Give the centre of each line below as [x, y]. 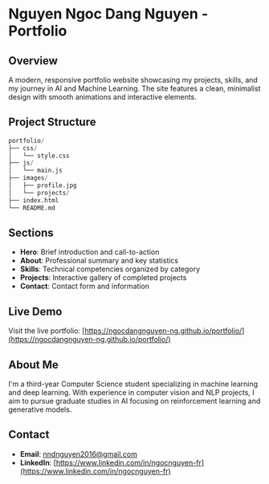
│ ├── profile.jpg [43, 185]
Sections [31, 232]
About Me [33, 365]
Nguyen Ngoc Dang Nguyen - [108, 14]
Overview [33, 61]
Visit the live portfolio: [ [47, 331]
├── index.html [34, 200]
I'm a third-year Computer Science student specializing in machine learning [133, 384]
